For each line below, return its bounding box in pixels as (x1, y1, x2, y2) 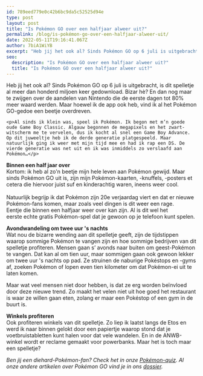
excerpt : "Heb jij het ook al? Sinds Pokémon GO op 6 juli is (6, 48, 166, 54)
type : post (6, 15, 34, 21)
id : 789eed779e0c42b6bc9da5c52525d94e (6, 8, 104, 15)
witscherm (6, 130, 31, 136)
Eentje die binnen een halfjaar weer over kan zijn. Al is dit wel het (6, 206, 168, 214)
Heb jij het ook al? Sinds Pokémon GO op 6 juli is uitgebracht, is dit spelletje (6, 82, 195, 89)
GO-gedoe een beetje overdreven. (6, 107, 92, 115)
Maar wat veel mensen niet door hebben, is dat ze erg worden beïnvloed (6, 282, 187, 289)
